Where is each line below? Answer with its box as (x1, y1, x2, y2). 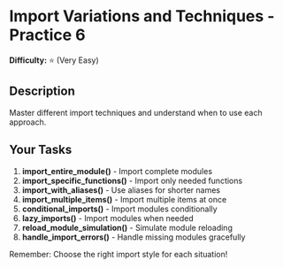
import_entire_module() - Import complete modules (21, 165, 213, 176)
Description (9, 84, 75, 99)
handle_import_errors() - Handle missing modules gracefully (21, 232, 246, 242)
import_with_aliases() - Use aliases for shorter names (21, 184, 221, 195)
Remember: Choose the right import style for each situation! (9, 249, 228, 259)
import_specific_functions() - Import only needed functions (21, 175, 243, 186)
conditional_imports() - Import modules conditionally (21, 203, 218, 214)
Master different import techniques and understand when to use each (9, 107, 263, 118)
